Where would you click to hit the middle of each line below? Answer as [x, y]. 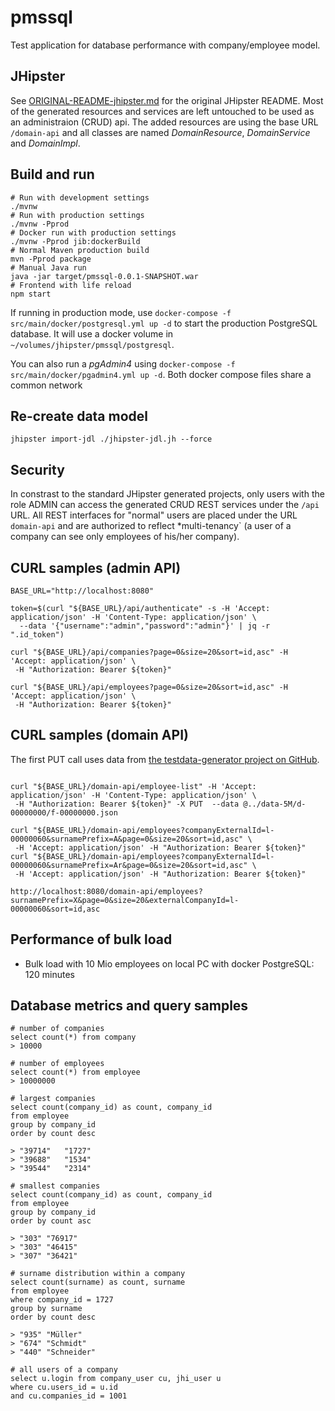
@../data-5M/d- [275, 804]
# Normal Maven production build [80, 250]
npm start [31, 294]
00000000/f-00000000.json [64, 812]
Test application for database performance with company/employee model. [165, 45]
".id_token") [37, 635]
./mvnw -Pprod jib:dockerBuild [75, 241]
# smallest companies [55, 1186]
